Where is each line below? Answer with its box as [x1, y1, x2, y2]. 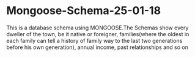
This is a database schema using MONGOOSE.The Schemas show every [6, 24, 189, 31]
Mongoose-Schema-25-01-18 [6, 4, 161, 18]
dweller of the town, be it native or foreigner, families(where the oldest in [6, 30, 189, 37]
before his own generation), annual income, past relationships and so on [6, 44, 188, 51]
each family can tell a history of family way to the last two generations [6, 37, 183, 44]
